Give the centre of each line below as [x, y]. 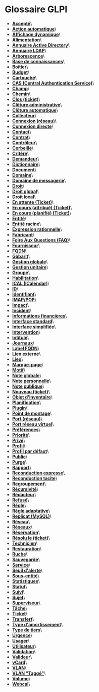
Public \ [20, 457]
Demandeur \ [26, 158]
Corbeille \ [23, 148]
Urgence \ [22, 635]
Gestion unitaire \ [30, 267]
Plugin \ [20, 408]
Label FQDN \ [26, 348]
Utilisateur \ [24, 646]
